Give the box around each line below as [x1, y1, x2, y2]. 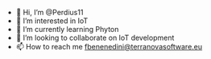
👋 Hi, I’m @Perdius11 [15, 8, 84, 17]
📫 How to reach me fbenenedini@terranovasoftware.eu [15, 42, 203, 51]
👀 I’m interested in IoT [15, 16, 89, 26]
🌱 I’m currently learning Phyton [15, 25, 119, 33]
